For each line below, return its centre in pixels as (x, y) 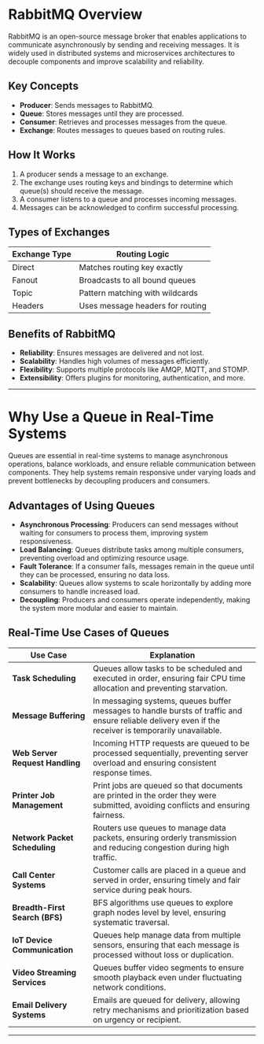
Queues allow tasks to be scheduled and (168, 668)
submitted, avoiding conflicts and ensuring (171, 805)
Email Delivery (40, 1005)
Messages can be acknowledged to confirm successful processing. (129, 207)
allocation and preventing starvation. (160, 688)
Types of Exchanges (59, 232)
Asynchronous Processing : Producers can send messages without (129, 524)
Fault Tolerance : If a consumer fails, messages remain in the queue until (137, 566)
